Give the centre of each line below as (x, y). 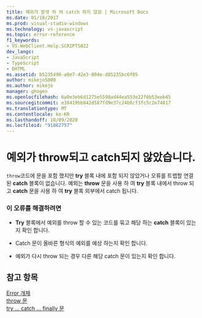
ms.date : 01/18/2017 (33, 18)
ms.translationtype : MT (37, 108)
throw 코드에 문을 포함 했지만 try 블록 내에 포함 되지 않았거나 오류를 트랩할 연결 (100, 176)
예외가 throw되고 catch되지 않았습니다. (101, 158)
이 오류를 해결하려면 (34, 208)
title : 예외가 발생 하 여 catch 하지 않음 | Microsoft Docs (77, 12)
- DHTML (16, 69)
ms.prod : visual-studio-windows (47, 23)
